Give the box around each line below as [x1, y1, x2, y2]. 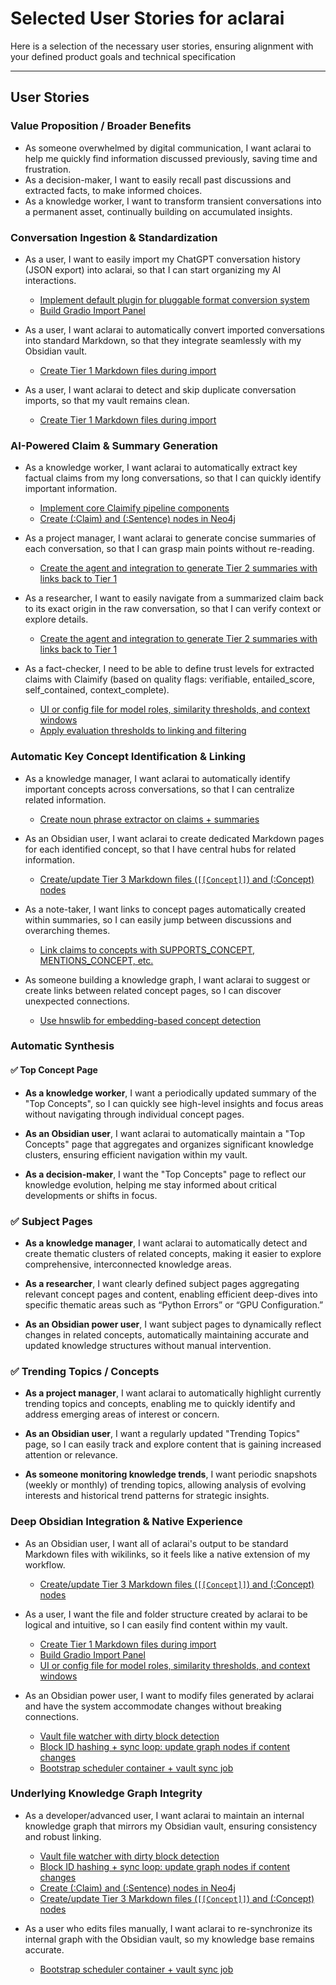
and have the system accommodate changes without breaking [24, 1700, 282, 1712]
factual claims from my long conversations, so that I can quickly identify [24, 472, 322, 484]
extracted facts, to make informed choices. [24, 184, 203, 196]
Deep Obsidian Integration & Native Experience [10, 1515, 243, 1529]
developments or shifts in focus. [24, 1189, 158, 1201]
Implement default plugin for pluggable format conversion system [39, 293, 310, 306]
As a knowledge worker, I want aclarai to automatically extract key [24, 462, 298, 474]
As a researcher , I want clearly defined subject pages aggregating [24, 1277, 300, 1289]
